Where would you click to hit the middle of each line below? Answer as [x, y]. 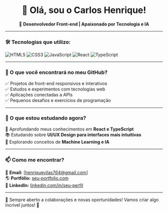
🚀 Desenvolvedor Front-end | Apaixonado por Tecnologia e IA [84, 24]
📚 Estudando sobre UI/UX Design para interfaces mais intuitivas [73, 134]
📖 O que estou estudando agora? [46, 118]
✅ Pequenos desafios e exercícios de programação [58, 100]
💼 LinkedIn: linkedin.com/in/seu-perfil [44, 185]
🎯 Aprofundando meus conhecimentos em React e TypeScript [69, 129]
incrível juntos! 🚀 [22, 205]
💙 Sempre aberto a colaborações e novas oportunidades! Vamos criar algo [82, 200]
